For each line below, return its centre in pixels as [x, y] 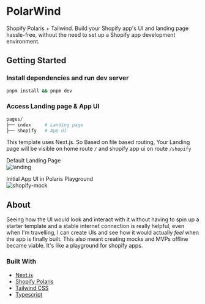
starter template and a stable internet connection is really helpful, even [95, 226]
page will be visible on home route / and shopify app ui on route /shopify [99, 149]
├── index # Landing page [45, 125]
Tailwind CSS [32, 288]
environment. [23, 41]
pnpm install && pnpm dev [39, 91]
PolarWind [34, 11]
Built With [21, 262]
